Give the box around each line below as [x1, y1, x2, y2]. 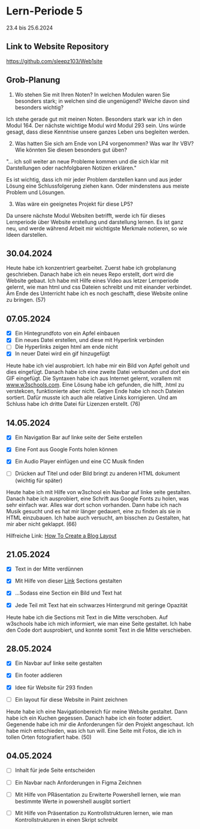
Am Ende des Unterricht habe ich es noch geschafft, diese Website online [6, 290, 189, 297]
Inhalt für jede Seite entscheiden [14, 766, 96, 774]
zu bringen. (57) [6, 296, 46, 304]
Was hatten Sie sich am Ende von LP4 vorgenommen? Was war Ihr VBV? [14, 139, 194, 147]
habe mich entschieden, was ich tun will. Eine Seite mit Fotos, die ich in [6, 727, 181, 734]
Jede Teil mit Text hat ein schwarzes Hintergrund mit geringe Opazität [14, 601, 188, 608]
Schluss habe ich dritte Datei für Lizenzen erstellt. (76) [6, 400, 141, 408]
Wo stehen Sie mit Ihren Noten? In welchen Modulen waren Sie [14, 91, 171, 98]
